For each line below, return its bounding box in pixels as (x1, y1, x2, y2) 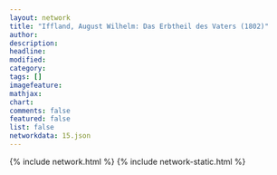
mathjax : (9, 89, 43, 98)
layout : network (9, 13, 71, 23)
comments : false (9, 106, 71, 115)
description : (9, 38, 59, 48)
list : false (9, 123, 54, 132)
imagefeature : (9, 81, 63, 90)
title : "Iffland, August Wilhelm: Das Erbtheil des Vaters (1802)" (9, 22, 270, 31)
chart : (9, 97, 34, 107)
